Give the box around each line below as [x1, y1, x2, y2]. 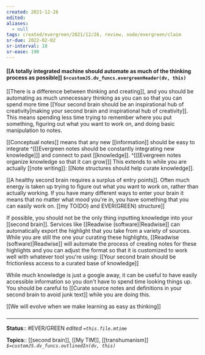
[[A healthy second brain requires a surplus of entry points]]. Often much [6, 176, 190, 183]
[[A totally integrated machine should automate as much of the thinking [6, 68, 192, 75]
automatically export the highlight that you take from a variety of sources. [6, 227, 191, 234]
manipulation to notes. [6, 126, 62, 134]
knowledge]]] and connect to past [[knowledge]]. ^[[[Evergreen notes [6, 151, 181, 159]
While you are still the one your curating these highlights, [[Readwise [6, 233, 179, 241]
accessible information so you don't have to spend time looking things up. [6, 277, 192, 285]
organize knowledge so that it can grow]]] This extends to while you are [6, 158, 187, 165]
